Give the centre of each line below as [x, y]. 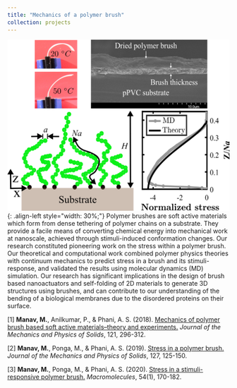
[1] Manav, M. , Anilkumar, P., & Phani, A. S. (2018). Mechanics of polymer [114, 319]
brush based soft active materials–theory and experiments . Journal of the [114, 327]
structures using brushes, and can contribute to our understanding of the [114, 291]
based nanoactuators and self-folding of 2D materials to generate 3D [108, 283]
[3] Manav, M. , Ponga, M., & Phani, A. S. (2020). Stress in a [93, 369]
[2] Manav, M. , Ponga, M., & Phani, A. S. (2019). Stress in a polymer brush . [116, 348]
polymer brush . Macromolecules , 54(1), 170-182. [111, 377]
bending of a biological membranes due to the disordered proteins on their [116, 298]
